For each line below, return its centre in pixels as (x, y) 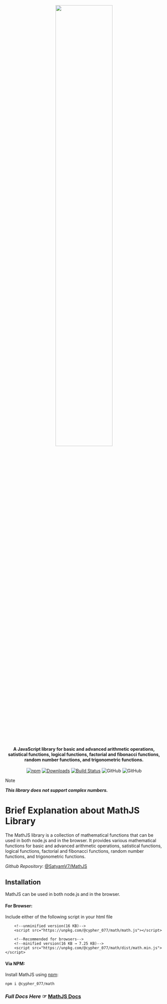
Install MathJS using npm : (32, 975)
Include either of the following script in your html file (59, 917)
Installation (23, 882)
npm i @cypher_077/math (30, 984)
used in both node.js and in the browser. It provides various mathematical (81, 841)
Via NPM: (15, 963)
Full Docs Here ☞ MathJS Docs (43, 996)
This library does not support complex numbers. (57, 790)
